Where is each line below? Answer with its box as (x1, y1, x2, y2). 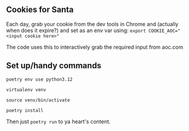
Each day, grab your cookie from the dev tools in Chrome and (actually (6, 20, 179, 27)
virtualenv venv (6, 87, 46, 92)
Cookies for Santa (6, 5, 74, 15)
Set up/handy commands (6, 60, 102, 71)
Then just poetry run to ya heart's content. (6, 118, 111, 125)
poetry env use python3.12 (6, 76, 73, 82)
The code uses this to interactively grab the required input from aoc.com (6, 43, 184, 50)
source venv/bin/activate (6, 97, 70, 103)
